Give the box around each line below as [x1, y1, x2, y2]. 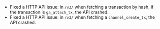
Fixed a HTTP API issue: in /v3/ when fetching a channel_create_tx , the [9, 14, 155, 20]
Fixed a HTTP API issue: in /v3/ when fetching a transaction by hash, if [9, 4, 154, 10]
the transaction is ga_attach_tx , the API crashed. [9, 9, 109, 15]
